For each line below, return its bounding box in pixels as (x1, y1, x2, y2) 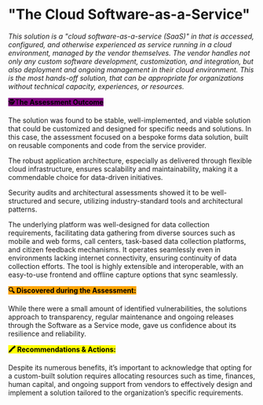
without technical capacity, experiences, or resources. (8, 81, 184, 91)
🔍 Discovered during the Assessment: (8, 285, 137, 295)
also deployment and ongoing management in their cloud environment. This (8, 64, 254, 74)
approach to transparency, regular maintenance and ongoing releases (8, 312, 234, 322)
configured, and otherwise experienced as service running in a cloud (8, 39, 232, 49)
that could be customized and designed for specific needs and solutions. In (8, 123, 252, 133)
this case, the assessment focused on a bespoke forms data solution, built (8, 132, 249, 142)
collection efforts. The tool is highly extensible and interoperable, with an (8, 261, 244, 271)
